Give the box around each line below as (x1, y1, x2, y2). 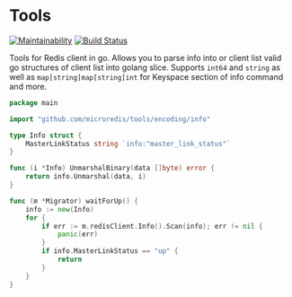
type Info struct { (9, 131, 83, 140)
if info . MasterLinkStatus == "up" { (41, 247, 179, 256)
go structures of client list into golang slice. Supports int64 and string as (9, 62, 281, 73)
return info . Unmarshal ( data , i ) (25, 172, 146, 181)
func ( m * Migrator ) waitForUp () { (9, 197, 139, 205)
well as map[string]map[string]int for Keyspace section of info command (9, 71, 284, 82)
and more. (9, 81, 48, 92)
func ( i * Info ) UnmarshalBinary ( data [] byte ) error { (9, 163, 216, 173)
